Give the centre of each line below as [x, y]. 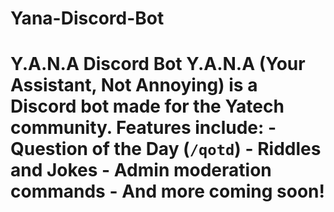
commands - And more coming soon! [167, 191]
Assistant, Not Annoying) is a [134, 85]
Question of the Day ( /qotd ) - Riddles [166, 149]
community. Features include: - [143, 128]
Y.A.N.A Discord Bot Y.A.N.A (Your [158, 64]
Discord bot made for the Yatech [147, 106]
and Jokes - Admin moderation [141, 170]
